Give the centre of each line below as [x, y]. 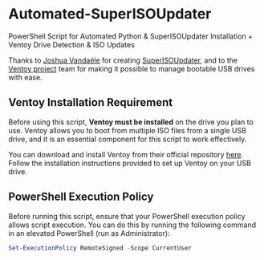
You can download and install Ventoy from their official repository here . [126, 154]
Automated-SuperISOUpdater [110, 14]
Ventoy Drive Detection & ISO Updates [71, 44]
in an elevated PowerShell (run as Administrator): [89, 233]
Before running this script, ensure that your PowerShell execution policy [127, 216]
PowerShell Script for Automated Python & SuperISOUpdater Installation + [131, 36]
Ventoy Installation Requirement [91, 102]
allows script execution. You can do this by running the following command [132, 225]
